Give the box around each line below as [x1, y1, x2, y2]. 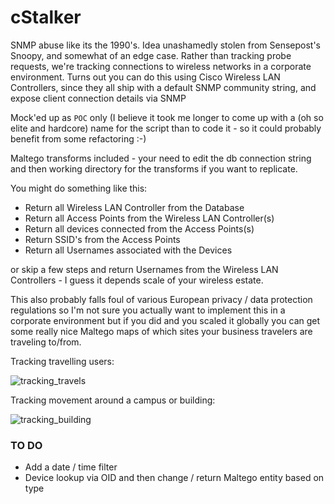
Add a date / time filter [24, 461, 118, 473]
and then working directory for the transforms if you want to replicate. [10, 162, 298, 175]
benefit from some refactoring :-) [10, 132, 147, 145]
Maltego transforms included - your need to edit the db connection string [10, 152, 312, 164]
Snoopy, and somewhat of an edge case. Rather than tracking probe [10, 49, 292, 61]
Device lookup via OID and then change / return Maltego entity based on [24, 472, 325, 484]
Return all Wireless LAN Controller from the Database [24, 201, 245, 213]
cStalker [10, 6, 82, 29]
